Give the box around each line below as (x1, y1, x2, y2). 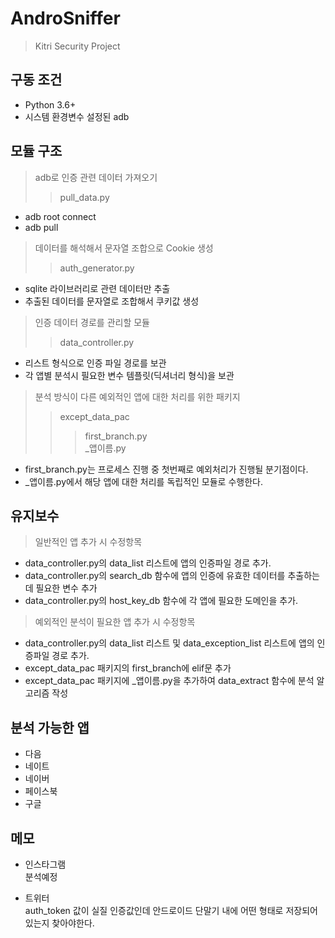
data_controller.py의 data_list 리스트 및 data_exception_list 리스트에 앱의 (24, 637, 315, 649)
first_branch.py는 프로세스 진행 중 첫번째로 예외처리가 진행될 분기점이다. (24, 463, 309, 475)
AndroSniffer (10, 7, 121, 30)
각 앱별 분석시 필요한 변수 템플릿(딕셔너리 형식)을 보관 (24, 369, 235, 381)
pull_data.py (59, 191, 110, 203)
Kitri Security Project (34, 40, 121, 52)
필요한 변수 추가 (35, 582, 98, 594)
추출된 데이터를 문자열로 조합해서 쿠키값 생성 (24, 295, 200, 307)
